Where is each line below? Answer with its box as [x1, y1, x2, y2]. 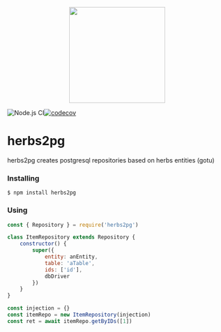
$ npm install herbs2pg [7, 189, 77, 197]
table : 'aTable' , [44, 259, 96, 266]
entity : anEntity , [44, 253, 98, 261]
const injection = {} [7, 305, 70, 312]
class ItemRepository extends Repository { [7, 234, 136, 241]
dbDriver [44, 273, 70, 280]
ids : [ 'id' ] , [44, 266, 82, 273]
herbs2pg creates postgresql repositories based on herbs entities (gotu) [7, 156, 215, 164]
